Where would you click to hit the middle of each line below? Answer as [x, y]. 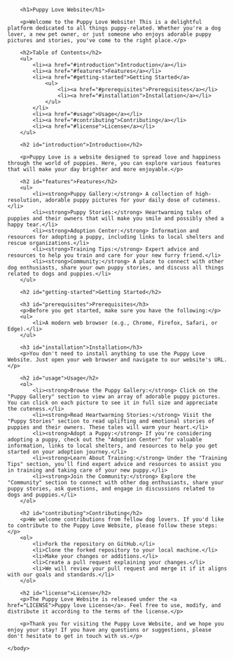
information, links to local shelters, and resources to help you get [112, 446]
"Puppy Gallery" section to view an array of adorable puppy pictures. [114, 397]
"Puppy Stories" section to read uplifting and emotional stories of [111, 421]
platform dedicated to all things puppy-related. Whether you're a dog [114, 28]
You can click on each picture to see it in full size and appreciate [112, 403]
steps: [208, 526]
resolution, [25, 200]
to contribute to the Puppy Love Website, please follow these [102, 526]
